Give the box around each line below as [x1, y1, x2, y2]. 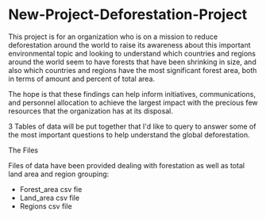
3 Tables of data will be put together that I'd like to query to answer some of [8, 121, 256, 131]
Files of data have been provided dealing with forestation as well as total [8, 160, 245, 170]
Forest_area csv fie [19, 184, 83, 194]
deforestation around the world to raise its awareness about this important [8, 40, 252, 49]
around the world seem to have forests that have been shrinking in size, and [8, 57, 256, 67]
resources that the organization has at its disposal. [8, 106, 173, 116]
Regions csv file [19, 201, 73, 211]
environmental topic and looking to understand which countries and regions [8, 48, 256, 58]
